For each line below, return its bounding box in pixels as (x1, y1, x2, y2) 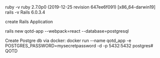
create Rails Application (5, 19, 53, 24)
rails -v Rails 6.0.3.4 (5, 9, 45, 15)
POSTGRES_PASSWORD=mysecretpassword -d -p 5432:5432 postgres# (5, 43, 154, 48)
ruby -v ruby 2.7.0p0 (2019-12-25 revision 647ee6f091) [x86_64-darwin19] (5, 4, 156, 10)
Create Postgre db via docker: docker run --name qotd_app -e (5, 38, 131, 43)
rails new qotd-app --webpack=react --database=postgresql (5, 28, 129, 34)
